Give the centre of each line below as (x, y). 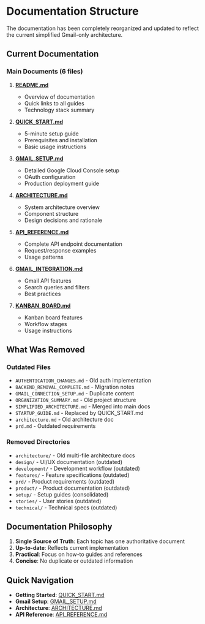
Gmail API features (48, 281)
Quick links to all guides (54, 103)
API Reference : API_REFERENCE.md (61, 615)
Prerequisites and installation (61, 140)
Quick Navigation (40, 580)
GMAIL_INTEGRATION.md (49, 268)
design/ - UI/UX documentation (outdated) (69, 462)
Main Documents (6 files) (45, 72)
